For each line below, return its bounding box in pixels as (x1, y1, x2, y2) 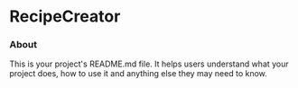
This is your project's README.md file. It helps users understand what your (9, 58, 289, 69)
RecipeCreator (9, 6, 121, 27)
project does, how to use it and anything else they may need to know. (9, 68, 268, 79)
